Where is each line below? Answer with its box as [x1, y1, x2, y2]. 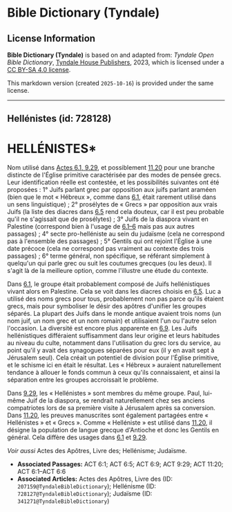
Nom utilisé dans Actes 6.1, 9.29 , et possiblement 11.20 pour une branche [7, 164, 215, 172]
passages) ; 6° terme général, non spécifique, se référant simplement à [7, 251, 211, 261]
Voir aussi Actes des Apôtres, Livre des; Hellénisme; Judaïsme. [7, 447, 188, 455]
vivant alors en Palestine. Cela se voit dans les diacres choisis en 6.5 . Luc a [7, 288, 222, 296]
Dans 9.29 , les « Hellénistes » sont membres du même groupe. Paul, [7, 389, 202, 398]
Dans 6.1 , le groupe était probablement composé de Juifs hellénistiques [7, 280, 211, 288]
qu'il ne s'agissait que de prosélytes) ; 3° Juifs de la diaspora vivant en [7, 215, 209, 223]
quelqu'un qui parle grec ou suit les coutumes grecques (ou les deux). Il [7, 259, 212, 267]
